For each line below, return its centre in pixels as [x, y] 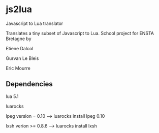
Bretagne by [19, 39]
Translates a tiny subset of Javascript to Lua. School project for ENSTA [80, 33]
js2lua [19, 9]
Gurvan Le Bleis [22, 58]
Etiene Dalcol [20, 48]
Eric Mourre [18, 68]
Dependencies [29, 84]
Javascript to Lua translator [35, 23]
